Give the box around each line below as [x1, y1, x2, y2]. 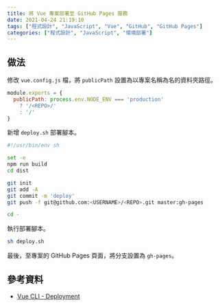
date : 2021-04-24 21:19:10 [7, 16, 84, 23]
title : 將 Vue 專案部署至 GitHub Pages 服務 [7, 10, 128, 17]
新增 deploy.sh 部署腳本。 [7, 128, 81, 137]
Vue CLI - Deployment [16, 293, 80, 300]
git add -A [7, 186, 38, 193]
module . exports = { [7, 90, 63, 97]
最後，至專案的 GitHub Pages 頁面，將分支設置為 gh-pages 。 [7, 251, 178, 260]
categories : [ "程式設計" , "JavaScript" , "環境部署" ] [7, 29, 153, 36]
